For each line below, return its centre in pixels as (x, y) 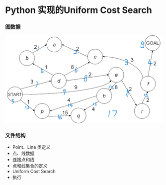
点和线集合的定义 (30, 166)
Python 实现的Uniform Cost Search (79, 10)
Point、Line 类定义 (31, 147)
